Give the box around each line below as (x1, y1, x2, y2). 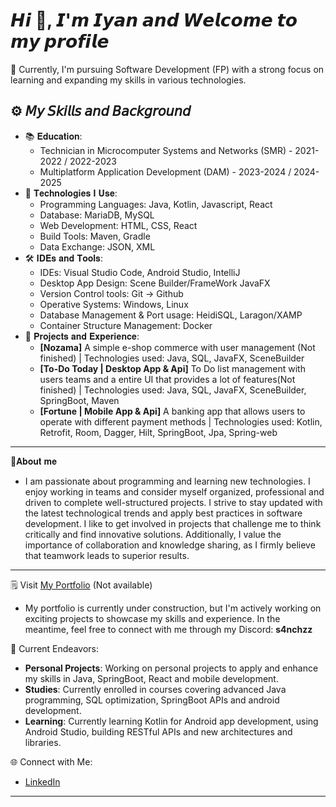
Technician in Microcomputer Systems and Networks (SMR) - (39, 144, 293, 156)
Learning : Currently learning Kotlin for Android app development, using (24, 715, 319, 727)
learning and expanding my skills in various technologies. (10, 74, 247, 86)
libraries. (24, 736, 62, 748)
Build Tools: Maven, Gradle (39, 230, 151, 242)
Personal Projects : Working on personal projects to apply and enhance (24, 662, 319, 674)
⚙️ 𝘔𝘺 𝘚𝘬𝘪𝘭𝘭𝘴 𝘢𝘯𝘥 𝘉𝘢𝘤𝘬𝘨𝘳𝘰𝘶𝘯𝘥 (10, 103, 192, 120)
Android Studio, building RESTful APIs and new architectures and (24, 725, 293, 738)
